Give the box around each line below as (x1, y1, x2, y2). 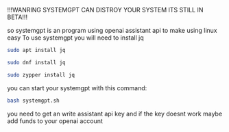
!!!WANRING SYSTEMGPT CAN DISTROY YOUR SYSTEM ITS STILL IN (7, 6, 204, 14)
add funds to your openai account (7, 116, 103, 125)
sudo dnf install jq (7, 59, 67, 66)
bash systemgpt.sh (7, 97, 60, 104)
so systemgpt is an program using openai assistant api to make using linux (7, 27, 217, 34)
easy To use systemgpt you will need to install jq (7, 34, 144, 42)
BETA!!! (7, 13, 28, 21)
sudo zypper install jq (7, 71, 75, 78)
